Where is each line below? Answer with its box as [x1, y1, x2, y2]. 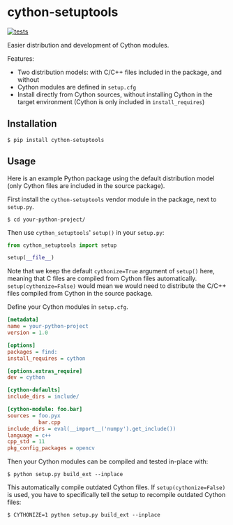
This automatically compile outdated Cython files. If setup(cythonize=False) [7, 483, 226, 491]
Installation [7, 118, 57, 130]
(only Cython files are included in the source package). [7, 181, 165, 189]
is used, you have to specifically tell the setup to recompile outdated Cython [7, 491, 226, 499]
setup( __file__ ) [7, 254, 54, 261]
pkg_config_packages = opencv [7, 445, 96, 452]
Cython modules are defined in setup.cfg [17, 82, 137, 91]
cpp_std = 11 [7, 438, 45, 445]
